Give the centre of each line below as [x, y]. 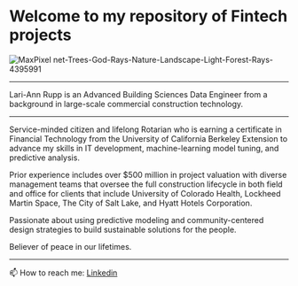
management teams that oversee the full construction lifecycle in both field [146, 184]
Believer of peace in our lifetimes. [71, 246]
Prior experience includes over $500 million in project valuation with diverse [148, 174]
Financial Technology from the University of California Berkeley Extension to [149, 138]
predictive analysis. [44, 158]
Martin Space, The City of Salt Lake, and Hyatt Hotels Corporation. [131, 203]
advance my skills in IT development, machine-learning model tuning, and [144, 148]
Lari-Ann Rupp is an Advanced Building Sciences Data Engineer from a [138, 94]
